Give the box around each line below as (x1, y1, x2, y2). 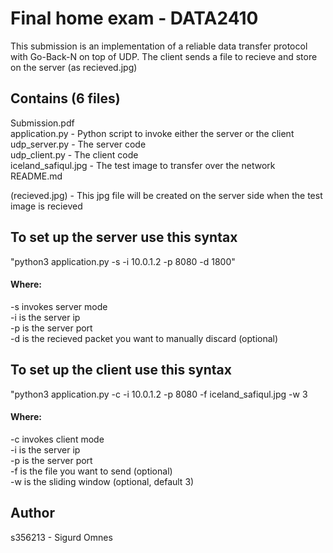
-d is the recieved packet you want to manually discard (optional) (10, 332, 279, 344)
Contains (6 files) (10, 90, 121, 107)
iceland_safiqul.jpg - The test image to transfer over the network (10, 159, 276, 171)
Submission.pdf (10, 117, 75, 129)
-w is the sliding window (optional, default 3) (10, 475, 195, 487)
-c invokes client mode (10, 433, 105, 445)
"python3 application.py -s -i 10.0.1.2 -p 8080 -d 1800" (10, 255, 236, 267)
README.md (10, 170, 63, 182)
